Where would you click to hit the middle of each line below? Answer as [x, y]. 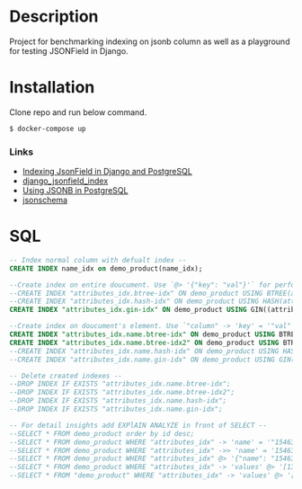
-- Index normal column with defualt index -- [98, 260]
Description [54, 17]
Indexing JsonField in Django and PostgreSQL [107, 172]
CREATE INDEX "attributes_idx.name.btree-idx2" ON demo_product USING [144, 342]
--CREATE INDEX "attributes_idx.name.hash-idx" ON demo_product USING [144, 351]
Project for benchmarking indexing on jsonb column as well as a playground [150, 41]
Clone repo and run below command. [78, 112]
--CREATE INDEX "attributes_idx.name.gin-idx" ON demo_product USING [142, 360]
